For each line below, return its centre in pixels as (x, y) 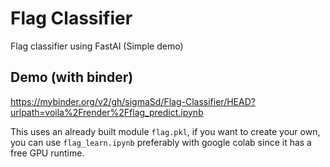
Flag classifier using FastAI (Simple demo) (97, 46)
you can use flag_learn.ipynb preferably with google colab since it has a (161, 142)
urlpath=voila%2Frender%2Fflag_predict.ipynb (107, 112)
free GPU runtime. (47, 153)
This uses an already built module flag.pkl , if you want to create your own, (165, 131)
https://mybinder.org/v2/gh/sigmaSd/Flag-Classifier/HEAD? (133, 101)
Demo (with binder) (72, 77)
